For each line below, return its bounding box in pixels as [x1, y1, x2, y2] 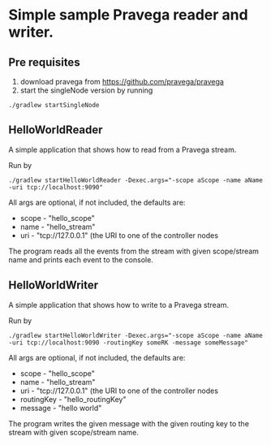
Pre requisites [8, 55, 80, 69]
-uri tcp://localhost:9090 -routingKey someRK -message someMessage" [8, 339, 249, 347]
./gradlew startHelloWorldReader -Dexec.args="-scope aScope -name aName [8, 176, 264, 184]
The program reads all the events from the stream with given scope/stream [8, 246, 260, 256]
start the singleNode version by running [19, 85, 153, 95]
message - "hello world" [19, 403, 102, 413]
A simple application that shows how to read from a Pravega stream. [8, 145, 237, 154]
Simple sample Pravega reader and [8, 6, 249, 24]
